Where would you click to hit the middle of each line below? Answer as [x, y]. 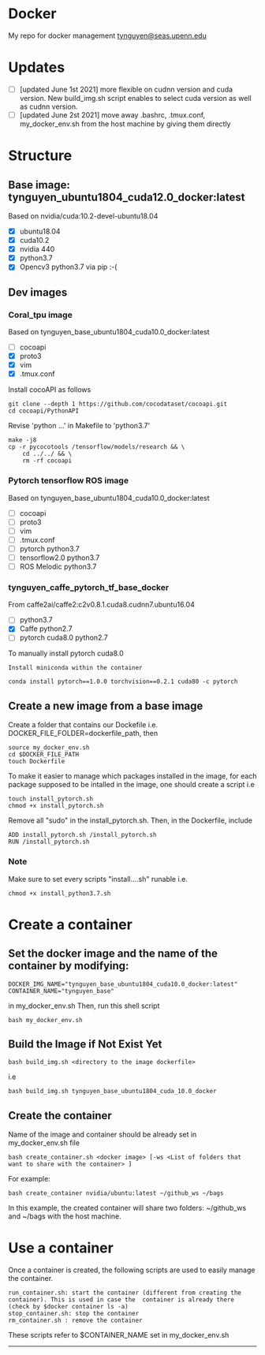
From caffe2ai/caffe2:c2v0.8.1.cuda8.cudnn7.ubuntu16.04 [101, 605]
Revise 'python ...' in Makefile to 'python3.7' [79, 426]
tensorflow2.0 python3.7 [60, 558]
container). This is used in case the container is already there [121, 1300]
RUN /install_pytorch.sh [49, 842]
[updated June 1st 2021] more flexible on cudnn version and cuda [126, 89]
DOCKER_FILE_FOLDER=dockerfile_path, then [83, 733]
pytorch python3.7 [50, 548]
